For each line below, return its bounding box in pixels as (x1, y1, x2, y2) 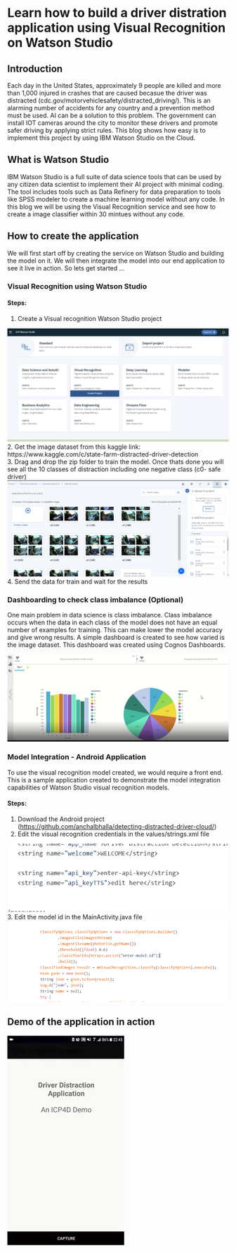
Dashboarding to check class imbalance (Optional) (7, 595, 184, 605)
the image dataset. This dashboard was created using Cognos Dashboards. (7, 641, 226, 649)
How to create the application (7, 230, 139, 242)
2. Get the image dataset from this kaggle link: (7, 442, 141, 451)
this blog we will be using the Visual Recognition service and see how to (7, 202, 216, 211)
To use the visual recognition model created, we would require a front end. (7, 768, 223, 777)
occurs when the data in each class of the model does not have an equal (7, 618, 218, 626)
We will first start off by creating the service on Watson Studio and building (7, 249, 225, 257)
